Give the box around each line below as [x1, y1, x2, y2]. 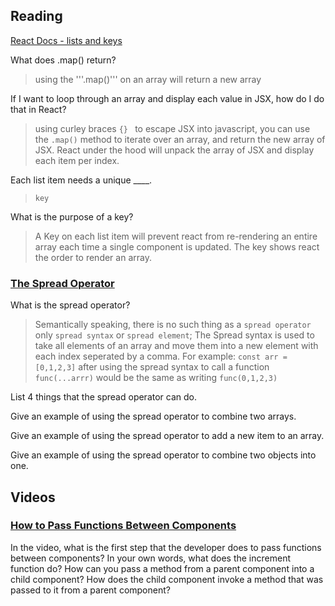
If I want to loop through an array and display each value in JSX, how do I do [10, 92, 325, 104]
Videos [10, 489, 56, 506]
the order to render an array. [34, 251, 152, 263]
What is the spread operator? [10, 299, 131, 311]
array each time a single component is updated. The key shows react [34, 240, 320, 253]
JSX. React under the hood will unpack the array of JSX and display [34, 144, 315, 156]
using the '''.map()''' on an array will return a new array [34, 73, 262, 85]
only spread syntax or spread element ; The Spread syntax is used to [34, 329, 315, 341]
